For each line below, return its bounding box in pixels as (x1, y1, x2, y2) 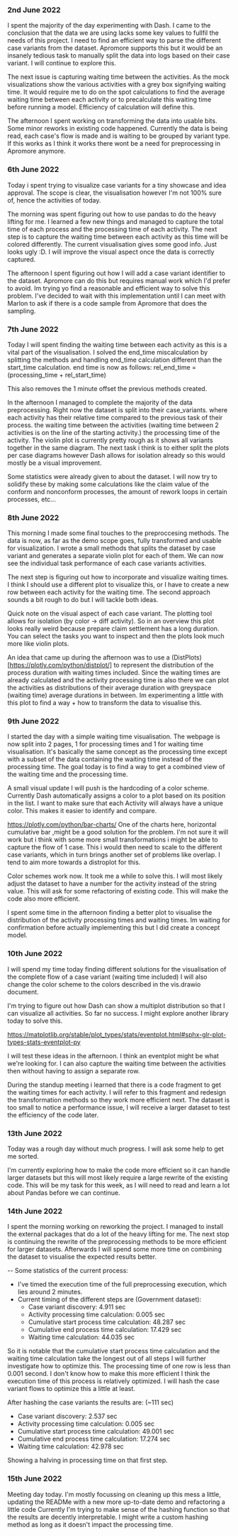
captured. (7, 254, 36, 264)
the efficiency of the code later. (7, 1110, 99, 1119)
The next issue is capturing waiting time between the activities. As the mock (7, 72, 230, 81)
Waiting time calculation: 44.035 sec (28, 1333, 135, 1341)
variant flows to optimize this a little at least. (7, 1385, 136, 1393)
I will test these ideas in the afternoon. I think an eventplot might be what (7, 1051, 220, 1060)
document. (7, 987, 39, 996)
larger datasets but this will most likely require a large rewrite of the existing (7, 1174, 228, 1182)
